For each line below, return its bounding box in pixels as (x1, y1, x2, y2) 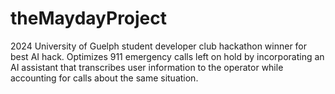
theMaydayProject (10, 7, 168, 30)
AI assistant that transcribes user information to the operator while (10, 61, 284, 73)
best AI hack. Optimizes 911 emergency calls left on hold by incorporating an (10, 50, 325, 62)
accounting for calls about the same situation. (10, 72, 199, 84)
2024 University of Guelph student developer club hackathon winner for (10, 40, 308, 52)
